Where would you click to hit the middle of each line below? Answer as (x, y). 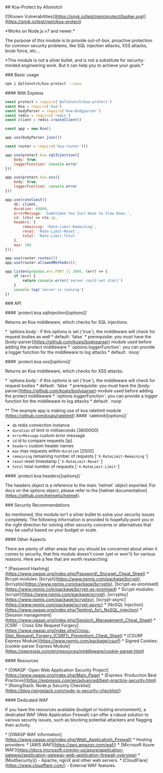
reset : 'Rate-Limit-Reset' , (51, 231)
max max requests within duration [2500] (53, 451)
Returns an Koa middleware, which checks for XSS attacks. (64, 371)
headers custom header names (43, 446)
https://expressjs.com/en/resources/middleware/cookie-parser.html (75, 651)
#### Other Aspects (26, 540)
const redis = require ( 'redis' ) (38, 115)
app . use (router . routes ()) (31, 258)
